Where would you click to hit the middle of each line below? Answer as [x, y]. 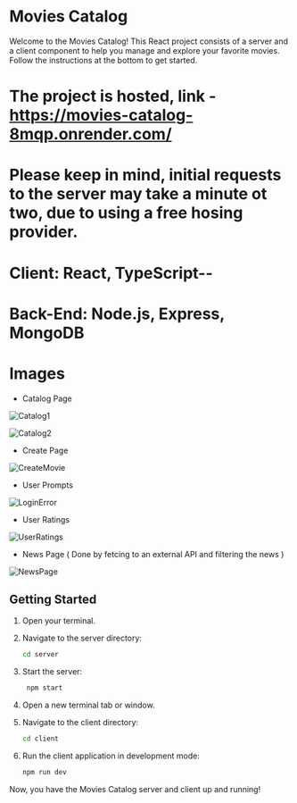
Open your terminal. [59, 621]
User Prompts [48, 485]
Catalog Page [47, 398]
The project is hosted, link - [113, 96]
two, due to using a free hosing [126, 213]
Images [37, 373]
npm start [45, 688]
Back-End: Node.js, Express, [117, 314]
